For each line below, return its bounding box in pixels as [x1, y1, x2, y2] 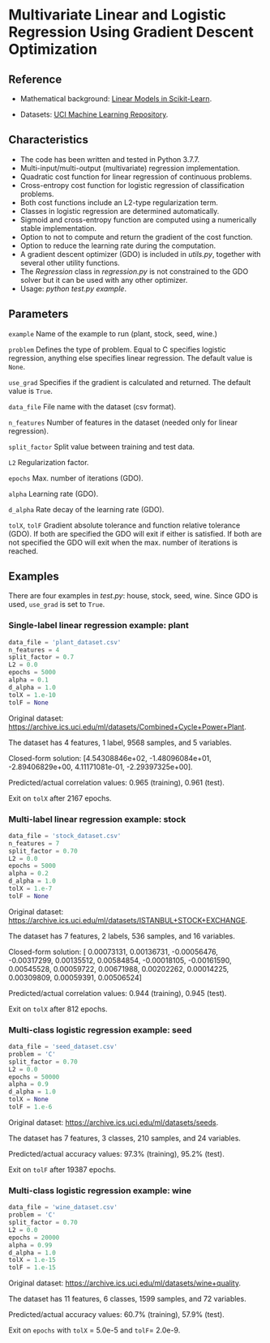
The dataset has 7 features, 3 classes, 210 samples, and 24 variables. [8, 1133, 242, 1143]
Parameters [8, 307, 69, 321]
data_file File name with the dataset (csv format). [8, 401, 177, 411]
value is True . [8, 386, 53, 396]
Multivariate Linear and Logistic [8, 6, 227, 24]
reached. [8, 545, 39, 556]
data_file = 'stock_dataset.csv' [8, 832, 122, 840]
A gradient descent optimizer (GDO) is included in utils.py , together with [19, 249, 261, 259]
